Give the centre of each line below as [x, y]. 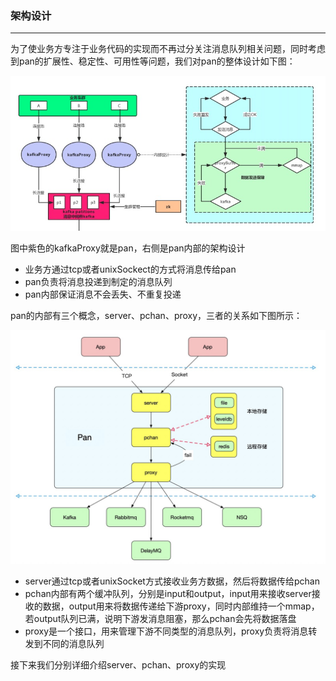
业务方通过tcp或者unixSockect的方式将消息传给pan [130, 269]
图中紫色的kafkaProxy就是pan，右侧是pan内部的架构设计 [128, 248]
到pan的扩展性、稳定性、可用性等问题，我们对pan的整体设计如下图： [153, 61]
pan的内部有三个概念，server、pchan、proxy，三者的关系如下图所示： [156, 315]
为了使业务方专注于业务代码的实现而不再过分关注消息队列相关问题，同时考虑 [168, 49]
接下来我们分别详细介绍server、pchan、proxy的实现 [118, 664]
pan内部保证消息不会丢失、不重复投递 [103, 294]
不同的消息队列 [73, 643]
